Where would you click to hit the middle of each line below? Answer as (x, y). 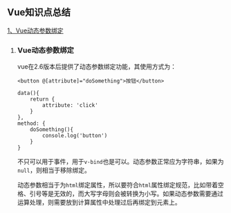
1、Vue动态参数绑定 (35, 31)
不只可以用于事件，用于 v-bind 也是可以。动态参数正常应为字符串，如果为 (120, 162)
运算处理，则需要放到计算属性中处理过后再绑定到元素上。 (99, 203)
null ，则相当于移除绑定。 (54, 170)
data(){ (28, 93)
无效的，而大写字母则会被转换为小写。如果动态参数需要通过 (138, 194)
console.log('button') (75, 136)
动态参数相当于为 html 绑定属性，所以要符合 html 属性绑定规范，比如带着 (118, 185)
